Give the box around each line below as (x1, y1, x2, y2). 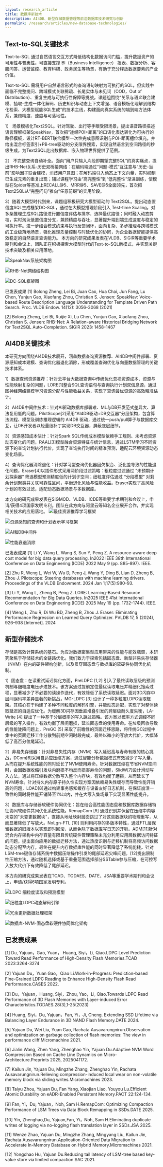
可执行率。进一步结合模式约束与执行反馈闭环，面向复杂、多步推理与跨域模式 (5, 223, 158, 229)
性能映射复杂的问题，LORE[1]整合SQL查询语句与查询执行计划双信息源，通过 (5, 382, 157, 387)
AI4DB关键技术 (5, 339, 50, 348)
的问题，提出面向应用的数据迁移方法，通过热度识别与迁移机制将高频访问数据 (5, 838, 158, 844)
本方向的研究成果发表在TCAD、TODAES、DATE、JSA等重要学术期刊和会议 (5, 873, 155, 878)
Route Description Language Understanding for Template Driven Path (18, 299, 157, 305)
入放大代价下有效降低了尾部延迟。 (5, 862, 73, 868)
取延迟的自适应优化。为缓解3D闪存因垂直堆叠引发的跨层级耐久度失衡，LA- (5, 708, 154, 713)
